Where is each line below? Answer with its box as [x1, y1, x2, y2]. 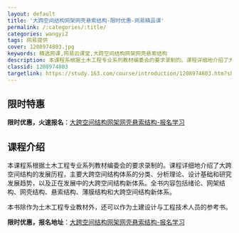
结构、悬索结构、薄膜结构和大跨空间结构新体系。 [31, 188, 176, 196]
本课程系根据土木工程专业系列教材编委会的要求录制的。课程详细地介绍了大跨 [7, 161, 232, 170]
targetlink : [7, 70, 43, 77]
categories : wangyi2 [7, 30, 69, 38]
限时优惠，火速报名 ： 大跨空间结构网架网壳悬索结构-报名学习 [7, 118, 185, 126]
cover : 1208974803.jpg [7, 43, 75, 50]
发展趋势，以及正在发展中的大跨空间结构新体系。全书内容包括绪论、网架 [7, 179, 219, 188]
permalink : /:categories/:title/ [7, 23, 107, 31]
